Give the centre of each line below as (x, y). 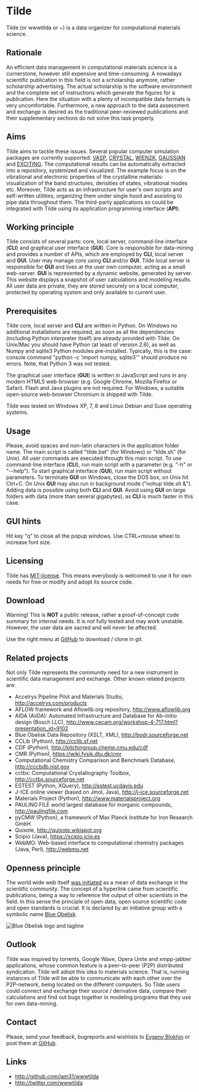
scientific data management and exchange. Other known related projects (96, 679)
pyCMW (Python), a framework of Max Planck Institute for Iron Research (104, 818)
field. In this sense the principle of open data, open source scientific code (97, 902)
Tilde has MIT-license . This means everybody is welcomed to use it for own (99, 575)
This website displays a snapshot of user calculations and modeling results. (99, 280)
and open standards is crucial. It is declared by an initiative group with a (94, 908)
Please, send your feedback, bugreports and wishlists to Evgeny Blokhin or (98, 1036)
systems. (17, 412)
